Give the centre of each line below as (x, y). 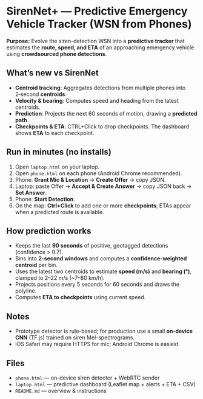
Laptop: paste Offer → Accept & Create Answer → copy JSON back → (103, 186)
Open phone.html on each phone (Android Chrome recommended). (98, 173)
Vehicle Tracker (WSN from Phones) (99, 24)
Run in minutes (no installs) (59, 152)
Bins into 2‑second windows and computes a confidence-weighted (101, 258)
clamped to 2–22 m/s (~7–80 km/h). (60, 278)
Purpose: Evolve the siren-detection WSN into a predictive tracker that (95, 41)
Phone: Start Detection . (45, 199)
